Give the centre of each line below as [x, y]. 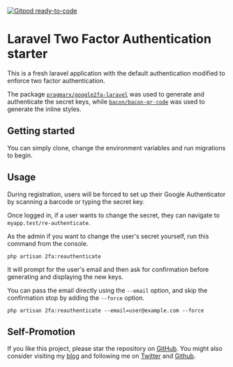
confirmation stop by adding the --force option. [76, 298]
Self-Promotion [41, 332]
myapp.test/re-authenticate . [49, 222]
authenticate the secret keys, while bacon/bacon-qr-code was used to [106, 101]
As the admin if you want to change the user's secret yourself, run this [108, 236]
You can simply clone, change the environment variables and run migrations [116, 147]
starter [28, 54]
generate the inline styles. [44, 109]
